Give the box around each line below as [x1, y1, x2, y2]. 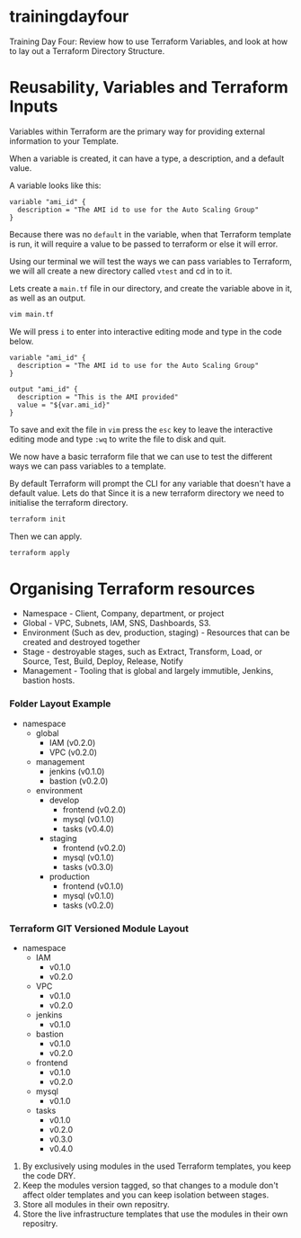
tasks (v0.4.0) [62, 823, 114, 834]
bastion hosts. [22, 675, 75, 686]
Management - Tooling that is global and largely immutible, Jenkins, [22, 666, 274, 677]
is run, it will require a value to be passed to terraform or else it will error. [9, 238, 279, 249]
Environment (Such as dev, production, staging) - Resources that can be [22, 627, 290, 638]
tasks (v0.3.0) [62, 861, 114, 872]
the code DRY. [22, 1171, 76, 1181]
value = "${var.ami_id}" [17, 400, 111, 409]
